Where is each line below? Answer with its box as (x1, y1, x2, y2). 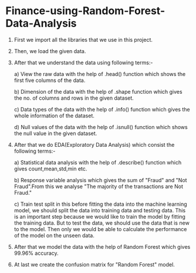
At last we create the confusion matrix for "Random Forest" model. (13, 261, 175, 268)
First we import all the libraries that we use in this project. (13, 36, 153, 43)
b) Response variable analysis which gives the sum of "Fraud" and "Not (13, 176, 187, 183)
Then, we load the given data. (13, 47, 86, 54)
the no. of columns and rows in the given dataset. (13, 94, 134, 101)
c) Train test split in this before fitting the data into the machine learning (13, 200, 187, 208)
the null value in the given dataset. (13, 130, 97, 137)
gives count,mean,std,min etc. (13, 165, 87, 172)
